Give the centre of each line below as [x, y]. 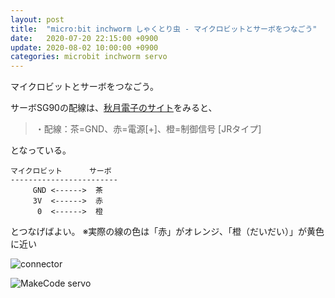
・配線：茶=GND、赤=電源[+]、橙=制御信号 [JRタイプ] [148, 129]
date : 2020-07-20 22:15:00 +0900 [84, 38]
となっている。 [41, 150]
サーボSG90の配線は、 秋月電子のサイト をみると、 [114, 108]
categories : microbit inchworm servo [89, 57]
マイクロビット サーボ [61, 171]
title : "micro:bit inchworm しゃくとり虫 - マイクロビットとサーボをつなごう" [164, 29]
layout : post [37, 19]
